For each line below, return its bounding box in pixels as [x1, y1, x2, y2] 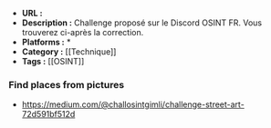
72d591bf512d [21, 109, 76, 120]
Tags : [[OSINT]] [21, 56, 85, 66]
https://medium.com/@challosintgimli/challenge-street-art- [21, 99, 245, 110]
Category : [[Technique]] [21, 46, 117, 57]
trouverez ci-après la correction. [21, 27, 144, 37]
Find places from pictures [8, 78, 125, 91]
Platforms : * [21, 36, 71, 47]
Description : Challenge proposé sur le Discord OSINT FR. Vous [21, 17, 263, 28]
